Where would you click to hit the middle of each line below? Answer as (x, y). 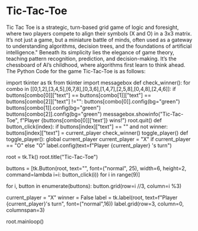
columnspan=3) (25, 210)
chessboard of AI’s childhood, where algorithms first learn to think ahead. (96, 65)
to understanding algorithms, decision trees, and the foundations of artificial (99, 46)
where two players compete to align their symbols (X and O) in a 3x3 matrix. (99, 33)
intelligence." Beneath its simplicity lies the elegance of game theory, (90, 52)
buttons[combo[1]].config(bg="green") (54, 108)
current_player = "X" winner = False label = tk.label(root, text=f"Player (92, 197)
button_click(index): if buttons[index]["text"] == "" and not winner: (87, 126)
